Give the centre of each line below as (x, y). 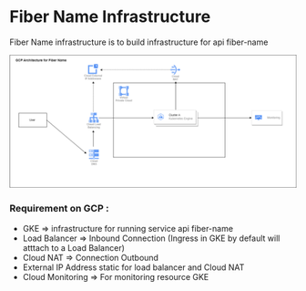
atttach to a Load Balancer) (74, 247)
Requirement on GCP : (59, 209)
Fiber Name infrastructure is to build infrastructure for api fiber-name (139, 42)
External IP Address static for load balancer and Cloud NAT (133, 267)
